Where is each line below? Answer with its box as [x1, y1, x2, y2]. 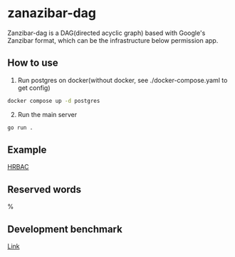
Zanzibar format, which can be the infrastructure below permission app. [7, 36, 219, 44]
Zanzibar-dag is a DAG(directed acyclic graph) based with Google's [7, 29, 206, 37]
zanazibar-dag [7, 5, 96, 21]
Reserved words [7, 183, 82, 196]
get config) [17, 84, 51, 92]
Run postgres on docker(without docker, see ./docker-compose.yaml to [17, 76, 228, 84]
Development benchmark [7, 223, 122, 235]
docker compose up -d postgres [7, 97, 100, 104]
